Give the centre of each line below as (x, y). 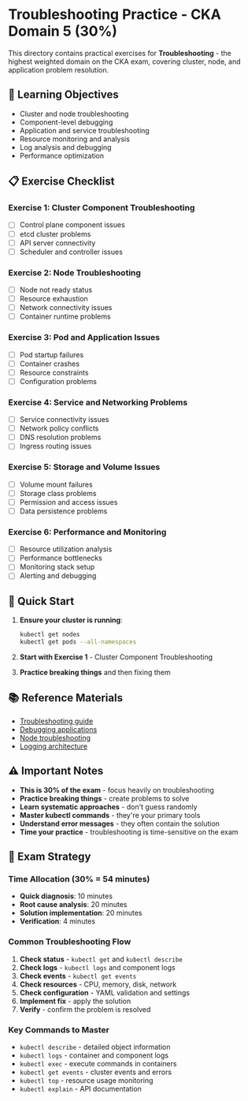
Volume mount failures (56, 484)
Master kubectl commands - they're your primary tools (110, 815)
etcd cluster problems (55, 233)
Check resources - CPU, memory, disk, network (98, 984)
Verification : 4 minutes (57, 921)
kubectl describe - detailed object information (95, 1047)
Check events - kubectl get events (78, 976)
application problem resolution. (59, 69)
